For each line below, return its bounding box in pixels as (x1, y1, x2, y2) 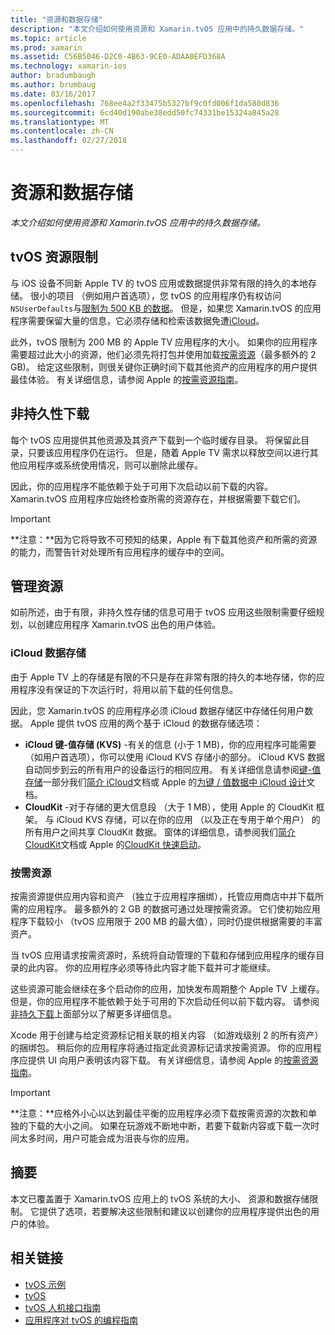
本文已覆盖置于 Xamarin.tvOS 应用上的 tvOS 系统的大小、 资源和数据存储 (10, 1192, 310, 1205)
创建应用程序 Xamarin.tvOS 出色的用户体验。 (36, 619, 222, 631)
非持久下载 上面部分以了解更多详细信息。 (10, 1007, 177, 1020)
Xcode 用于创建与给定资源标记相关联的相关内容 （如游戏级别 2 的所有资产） (10, 1029, 324, 1041)
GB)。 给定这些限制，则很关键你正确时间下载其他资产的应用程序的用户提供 (10, 361, 318, 373)
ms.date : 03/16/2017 (10, 89, 97, 99)
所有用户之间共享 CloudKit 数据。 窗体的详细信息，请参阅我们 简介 (24, 826, 297, 838)
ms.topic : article (10, 33, 87, 43)
